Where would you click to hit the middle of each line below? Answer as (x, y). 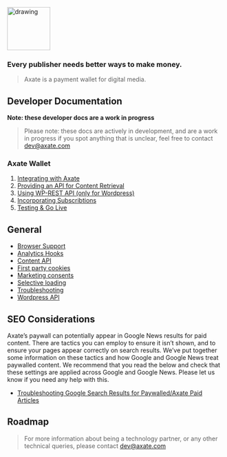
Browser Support (41, 246)
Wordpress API (38, 297)
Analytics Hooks (40, 254)
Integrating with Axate (48, 179)
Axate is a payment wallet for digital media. (85, 79)
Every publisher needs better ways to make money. (95, 64)
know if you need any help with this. (58, 380)
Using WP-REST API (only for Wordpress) (76, 193)
